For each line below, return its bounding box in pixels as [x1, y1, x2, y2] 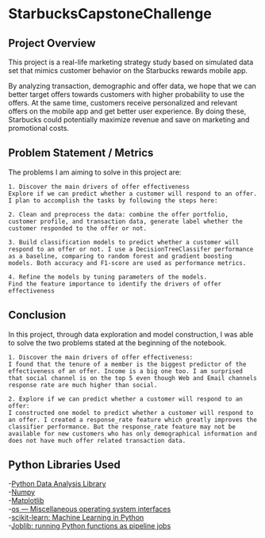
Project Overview [8, 37, 96, 50]
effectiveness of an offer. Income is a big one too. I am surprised [8, 367, 244, 375]
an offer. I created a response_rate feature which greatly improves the [8, 416, 258, 424]
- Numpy [8, 487, 36, 497]
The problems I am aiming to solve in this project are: [8, 167, 182, 177]
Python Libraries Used [8, 458, 121, 472]
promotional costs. [8, 124, 70, 133]
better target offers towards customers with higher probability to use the [8, 90, 244, 99]
